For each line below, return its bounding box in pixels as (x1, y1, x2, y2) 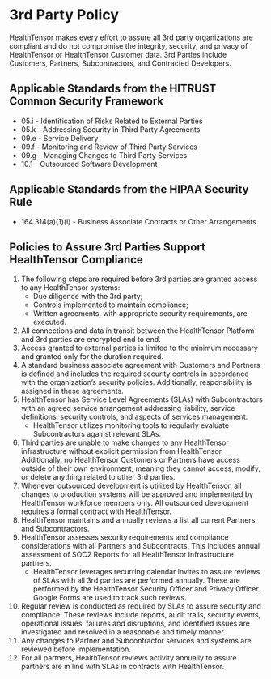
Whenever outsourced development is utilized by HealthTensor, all (20, 480, 242, 491)
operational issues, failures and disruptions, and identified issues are (20, 618, 250, 629)
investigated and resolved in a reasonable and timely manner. (20, 627, 226, 637)
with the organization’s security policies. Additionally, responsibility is (20, 378, 252, 387)
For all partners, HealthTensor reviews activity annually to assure (20, 653, 237, 663)
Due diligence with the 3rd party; (32, 292, 143, 301)
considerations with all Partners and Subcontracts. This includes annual (20, 541, 260, 551)
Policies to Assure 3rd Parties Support (9, 240, 205, 254)
